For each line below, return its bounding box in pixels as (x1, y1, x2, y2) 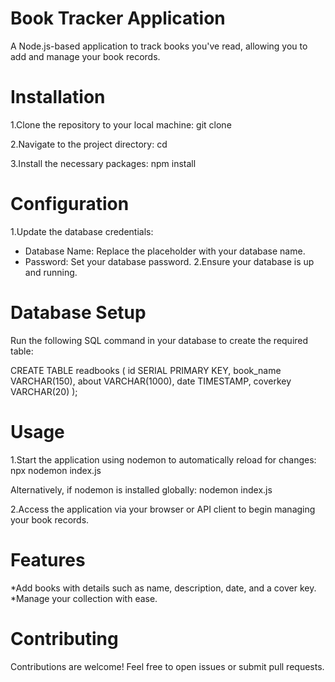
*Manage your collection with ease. (10, 592, 158, 604)
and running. (24, 266, 78, 278)
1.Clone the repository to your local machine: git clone (10, 118, 232, 131)
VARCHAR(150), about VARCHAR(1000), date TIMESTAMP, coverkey (10, 375, 292, 387)
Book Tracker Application (10, 7, 226, 30)
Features (10, 548, 86, 571)
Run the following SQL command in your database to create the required (10, 334, 309, 346)
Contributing (10, 627, 119, 650)
